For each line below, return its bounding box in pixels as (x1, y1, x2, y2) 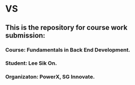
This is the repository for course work (5, 23, 128, 32)
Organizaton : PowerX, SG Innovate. (5, 73, 95, 80)
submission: (5, 31, 46, 39)
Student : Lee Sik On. (5, 60, 57, 67)
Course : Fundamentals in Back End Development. (5, 46, 131, 53)
